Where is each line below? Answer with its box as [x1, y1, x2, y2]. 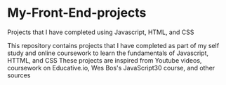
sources [7, 71, 31, 79]
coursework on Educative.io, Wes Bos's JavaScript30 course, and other [7, 63, 215, 72]
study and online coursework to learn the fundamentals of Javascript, [7, 49, 209, 57]
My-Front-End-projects [7, 5, 147, 21]
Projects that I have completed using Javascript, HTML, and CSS [7, 28, 194, 36]
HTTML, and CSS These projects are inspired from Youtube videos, [7, 56, 202, 64]
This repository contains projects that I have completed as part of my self [7, 41, 220, 49]
